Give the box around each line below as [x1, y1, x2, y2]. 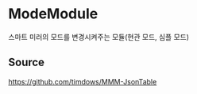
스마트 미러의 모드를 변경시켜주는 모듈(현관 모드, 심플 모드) [8, 32, 189, 41]
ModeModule [8, 5, 98, 23]
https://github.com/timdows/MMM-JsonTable [8, 76, 157, 86]
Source [8, 56, 45, 69]
